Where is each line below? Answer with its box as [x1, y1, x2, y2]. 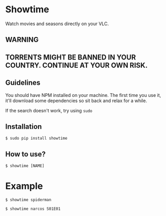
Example [5, 181, 43, 192]
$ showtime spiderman [5, 198, 52, 203]
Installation [5, 122, 42, 131]
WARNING [5, 35, 39, 44]
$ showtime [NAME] [5, 163, 45, 169]
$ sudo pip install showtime [5, 136, 68, 141]
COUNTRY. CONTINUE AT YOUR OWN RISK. [5, 61, 148, 70]
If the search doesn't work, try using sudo [5, 107, 93, 113]
